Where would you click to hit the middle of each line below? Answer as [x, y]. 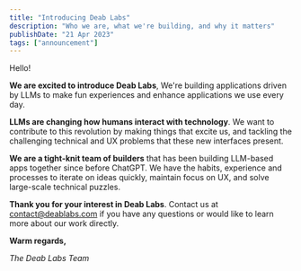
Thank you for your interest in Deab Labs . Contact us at [114, 205]
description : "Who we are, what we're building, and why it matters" [142, 26]
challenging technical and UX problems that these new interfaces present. [146, 141]
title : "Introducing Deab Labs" [70, 17]
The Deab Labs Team [49, 258]
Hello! [20, 68]
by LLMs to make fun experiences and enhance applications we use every [147, 95]
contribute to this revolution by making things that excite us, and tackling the [150, 132]
